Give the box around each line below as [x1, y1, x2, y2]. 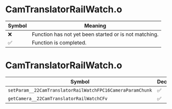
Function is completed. [31, 39, 87, 46]
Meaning [84, 22, 106, 29]
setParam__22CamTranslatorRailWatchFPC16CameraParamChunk [8, 87, 153, 93]
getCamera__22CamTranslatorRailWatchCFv [8, 96, 107, 101]
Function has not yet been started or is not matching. [31, 31, 159, 38]
